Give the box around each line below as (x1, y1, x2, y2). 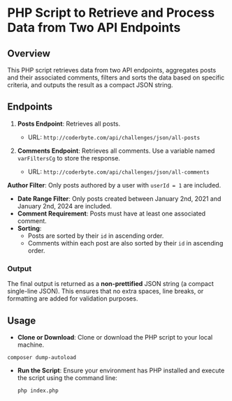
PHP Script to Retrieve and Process (7, 5, 215, 21)
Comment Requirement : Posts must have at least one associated (17, 209, 206, 218)
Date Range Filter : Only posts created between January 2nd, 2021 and (17, 194, 222, 203)
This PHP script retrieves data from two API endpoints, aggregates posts (7, 66, 217, 74)
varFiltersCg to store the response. (17, 153, 121, 162)
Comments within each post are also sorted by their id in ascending (27, 239, 224, 247)
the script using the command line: (17, 373, 117, 381)
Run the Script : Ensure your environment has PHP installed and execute (17, 366, 225, 374)
